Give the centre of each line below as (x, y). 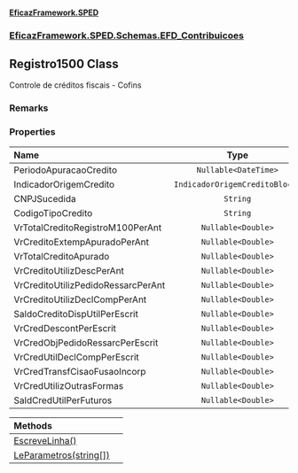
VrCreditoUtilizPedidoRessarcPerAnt (90, 285)
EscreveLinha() (45, 440)
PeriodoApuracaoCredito (66, 170)
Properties (32, 132)
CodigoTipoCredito (53, 213)
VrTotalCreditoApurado (62, 256)
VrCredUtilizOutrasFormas (69, 385)
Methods (33, 425)
